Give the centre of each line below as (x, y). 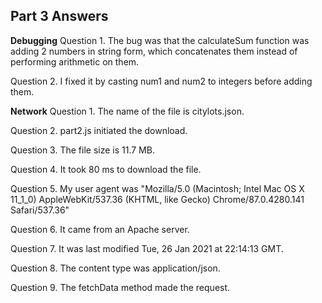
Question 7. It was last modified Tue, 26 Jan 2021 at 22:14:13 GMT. (147, 248)
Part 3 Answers (59, 16)
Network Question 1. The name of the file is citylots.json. (127, 111)
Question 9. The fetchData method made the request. (120, 287)
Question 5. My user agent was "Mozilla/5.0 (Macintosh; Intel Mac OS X (157, 188)
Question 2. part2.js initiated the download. (99, 130)
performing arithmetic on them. (75, 61)
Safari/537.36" (40, 210)
